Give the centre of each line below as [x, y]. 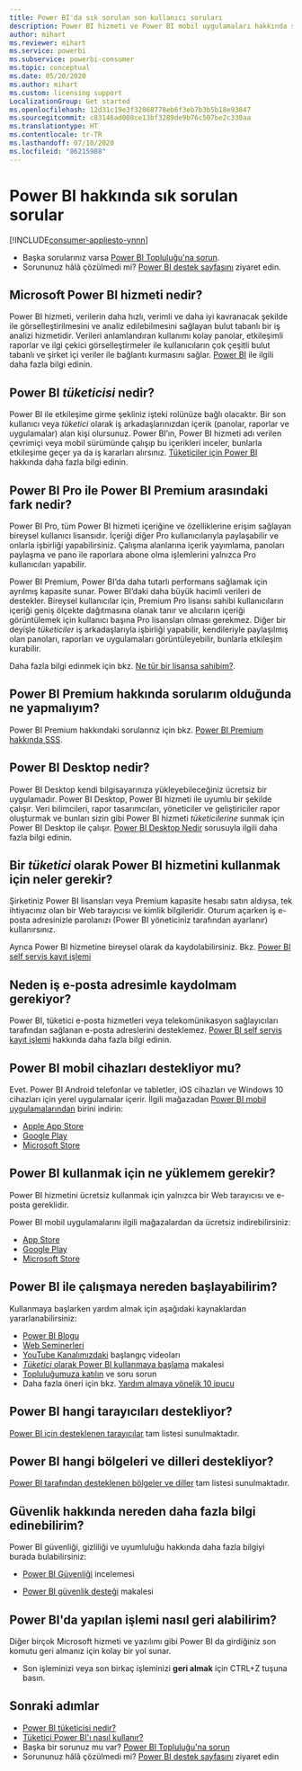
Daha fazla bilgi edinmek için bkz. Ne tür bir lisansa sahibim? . [123, 666]
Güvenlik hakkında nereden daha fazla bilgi [133, 1511]
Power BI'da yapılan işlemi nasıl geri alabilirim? [143, 1620]
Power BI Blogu [51, 1335]
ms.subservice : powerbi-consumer [72, 59]
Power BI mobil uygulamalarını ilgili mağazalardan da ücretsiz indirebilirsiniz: [150, 1222]
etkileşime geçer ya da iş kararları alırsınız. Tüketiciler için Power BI [133, 453]
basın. [34, 1678]
